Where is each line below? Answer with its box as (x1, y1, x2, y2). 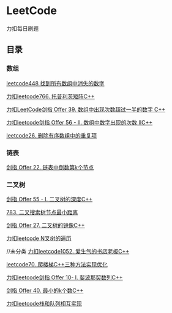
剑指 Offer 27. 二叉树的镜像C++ (6, 222, 85, 229)
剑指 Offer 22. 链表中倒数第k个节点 (6, 163, 94, 171)
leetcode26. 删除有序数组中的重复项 (6, 131, 97, 139)
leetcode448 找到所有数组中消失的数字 (6, 79, 105, 87)
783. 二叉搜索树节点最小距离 (6, 209, 78, 216)
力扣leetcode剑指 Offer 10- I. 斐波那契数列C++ (6, 274, 124, 281)
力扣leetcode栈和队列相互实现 (6, 300, 83, 307)
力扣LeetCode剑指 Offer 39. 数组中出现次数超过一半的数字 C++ (6, 106, 166, 113)
